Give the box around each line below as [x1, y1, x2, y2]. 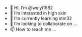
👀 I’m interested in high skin [9, 10, 67, 16]
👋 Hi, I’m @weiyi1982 [9, 5, 53, 10]
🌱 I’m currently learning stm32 [9, 15, 72, 21]
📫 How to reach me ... [9, 26, 56, 32]
